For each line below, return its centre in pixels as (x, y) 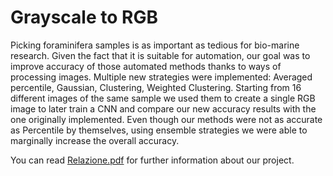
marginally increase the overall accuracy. (95, 140)
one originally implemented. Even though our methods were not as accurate (166, 119)
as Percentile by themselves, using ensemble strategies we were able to (159, 130)
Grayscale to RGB (84, 17)
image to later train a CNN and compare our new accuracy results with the (163, 108)
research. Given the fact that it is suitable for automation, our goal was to (160, 55)
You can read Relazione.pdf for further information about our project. (152, 160)
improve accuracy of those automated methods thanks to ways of (146, 66)
